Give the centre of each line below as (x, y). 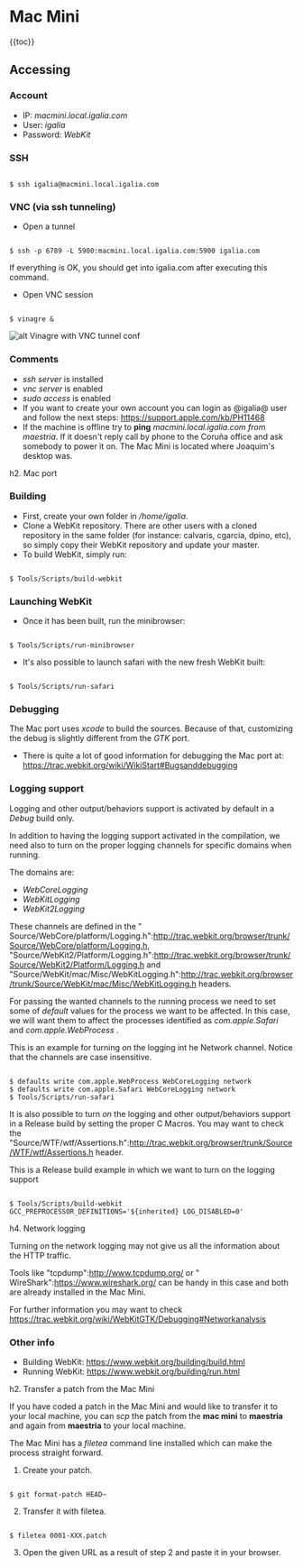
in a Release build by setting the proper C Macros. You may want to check (147, 1123)
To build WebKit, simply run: (75, 554)
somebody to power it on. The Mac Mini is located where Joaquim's (148, 446)
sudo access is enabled (66, 398)
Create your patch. (57, 1470)
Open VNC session (58, 295)
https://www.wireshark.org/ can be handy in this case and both (171, 1282)
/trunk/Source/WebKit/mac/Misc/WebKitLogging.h (103, 984)
